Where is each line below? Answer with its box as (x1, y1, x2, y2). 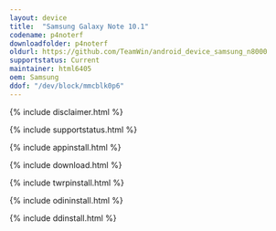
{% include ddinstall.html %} (9, 212, 117, 224)
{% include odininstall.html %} (9, 194, 123, 205)
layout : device (9, 13, 68, 23)
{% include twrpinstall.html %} (9, 177, 125, 188)
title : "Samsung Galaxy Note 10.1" (9, 22, 149, 31)
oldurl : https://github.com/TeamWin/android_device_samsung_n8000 (9, 47, 268, 57)
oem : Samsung (9, 73, 59, 82)
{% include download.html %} (9, 159, 122, 170)
